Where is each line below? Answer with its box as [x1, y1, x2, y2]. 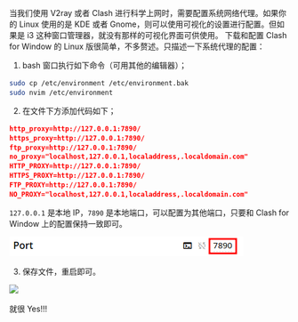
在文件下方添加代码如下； [21, 105, 117, 116]
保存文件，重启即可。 [21, 266, 101, 277]
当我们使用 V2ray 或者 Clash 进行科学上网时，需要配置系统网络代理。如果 [9, 8, 278, 18]
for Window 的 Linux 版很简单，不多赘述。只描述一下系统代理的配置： [9, 41, 265, 52]
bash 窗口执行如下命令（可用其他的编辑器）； [21, 60, 187, 70]
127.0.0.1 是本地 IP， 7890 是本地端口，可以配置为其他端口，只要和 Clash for [9, 207, 290, 218]
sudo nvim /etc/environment [9, 88, 114, 97]
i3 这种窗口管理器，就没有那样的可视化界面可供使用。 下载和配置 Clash [26, 30, 287, 40]
